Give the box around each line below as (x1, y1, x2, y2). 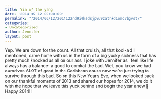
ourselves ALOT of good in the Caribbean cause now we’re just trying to (5, 68, 149, 73)
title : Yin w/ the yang (5, 7, 53, 12)
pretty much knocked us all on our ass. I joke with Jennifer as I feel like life (5, 57, 154, 63)
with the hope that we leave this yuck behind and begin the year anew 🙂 (5, 83, 149, 89)
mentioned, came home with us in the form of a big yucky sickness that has (5, 52, 156, 58)
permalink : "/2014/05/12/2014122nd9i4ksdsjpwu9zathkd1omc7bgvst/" (5, 16, 142, 21)
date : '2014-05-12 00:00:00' (5, 12, 64, 16)
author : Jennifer (5, 29, 40, 34)
